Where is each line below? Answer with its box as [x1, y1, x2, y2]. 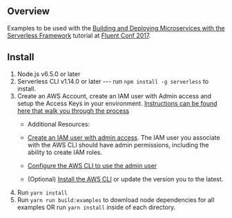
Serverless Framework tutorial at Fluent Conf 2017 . [7, 31, 151, 39]
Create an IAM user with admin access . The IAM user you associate [27, 133, 220, 141]
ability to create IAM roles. [27, 148, 102, 156]
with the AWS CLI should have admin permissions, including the [27, 140, 209, 149]
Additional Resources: [27, 120, 90, 128]
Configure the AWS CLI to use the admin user [27, 161, 157, 170]
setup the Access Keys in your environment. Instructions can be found [17, 99, 217, 107]
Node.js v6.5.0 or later [17, 69, 81, 78]
